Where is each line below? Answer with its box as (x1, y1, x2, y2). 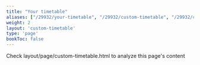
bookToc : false (6, 36, 44, 42)
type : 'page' (6, 31, 39, 37)
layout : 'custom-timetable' (6, 25, 76, 31)
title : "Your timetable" (6, 8, 68, 15)
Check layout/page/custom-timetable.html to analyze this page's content (6, 53, 186, 59)
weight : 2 (6, 19, 31, 25)
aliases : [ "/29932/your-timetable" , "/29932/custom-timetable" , (6, 14, 169, 20)
